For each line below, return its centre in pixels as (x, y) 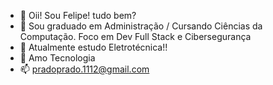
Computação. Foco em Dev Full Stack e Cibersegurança (135, 36)
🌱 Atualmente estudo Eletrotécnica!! (93, 47)
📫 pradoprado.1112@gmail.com (84, 69)
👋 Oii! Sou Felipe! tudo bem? (78, 15)
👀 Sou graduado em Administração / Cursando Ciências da (141, 26)
